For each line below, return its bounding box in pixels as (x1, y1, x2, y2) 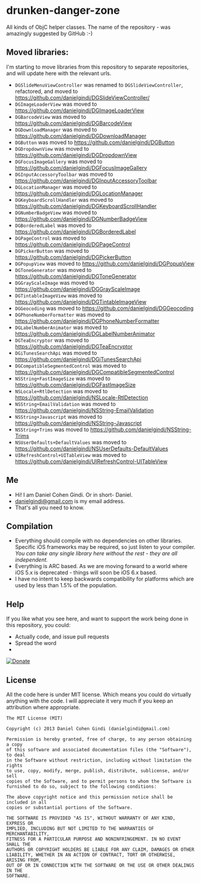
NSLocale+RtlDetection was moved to (14, 387, 108, 395)
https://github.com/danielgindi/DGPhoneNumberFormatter (14, 317, 160, 324)
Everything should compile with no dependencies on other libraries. (14, 537, 182, 544)
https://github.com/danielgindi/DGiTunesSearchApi (14, 356, 142, 363)
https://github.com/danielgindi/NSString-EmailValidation (14, 407, 154, 414)
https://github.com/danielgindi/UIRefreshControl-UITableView (14, 458, 168, 465)
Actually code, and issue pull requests (14, 633, 110, 640)
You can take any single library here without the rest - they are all (14, 550, 178, 557)
